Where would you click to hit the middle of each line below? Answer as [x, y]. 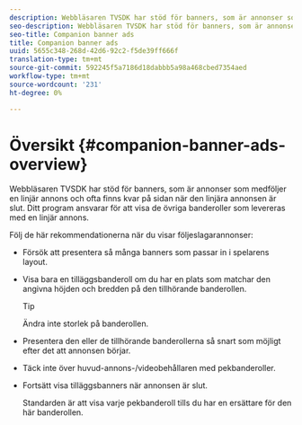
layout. [35, 262]
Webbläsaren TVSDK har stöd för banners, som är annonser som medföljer [148, 189]
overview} [49, 164]
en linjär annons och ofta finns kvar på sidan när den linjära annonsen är [143, 199]
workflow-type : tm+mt [50, 76]
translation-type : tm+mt [56, 59]
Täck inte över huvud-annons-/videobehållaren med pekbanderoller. [149, 368]
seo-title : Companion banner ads [72, 34]
